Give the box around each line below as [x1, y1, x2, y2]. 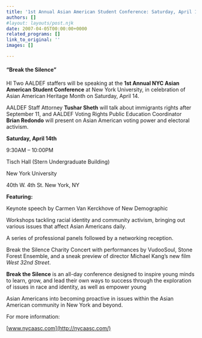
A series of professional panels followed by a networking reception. [6, 235, 174, 242]
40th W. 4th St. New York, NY [6, 182, 80, 189]
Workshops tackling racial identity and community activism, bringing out [6, 217, 185, 224]
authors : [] [6, 14, 36, 20]
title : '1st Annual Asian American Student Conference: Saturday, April [6, 8, 192, 15]
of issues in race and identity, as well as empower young [6, 283, 147, 290]
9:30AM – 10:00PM [6, 147, 54, 154]
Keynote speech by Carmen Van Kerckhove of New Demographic [6, 205, 168, 212]
